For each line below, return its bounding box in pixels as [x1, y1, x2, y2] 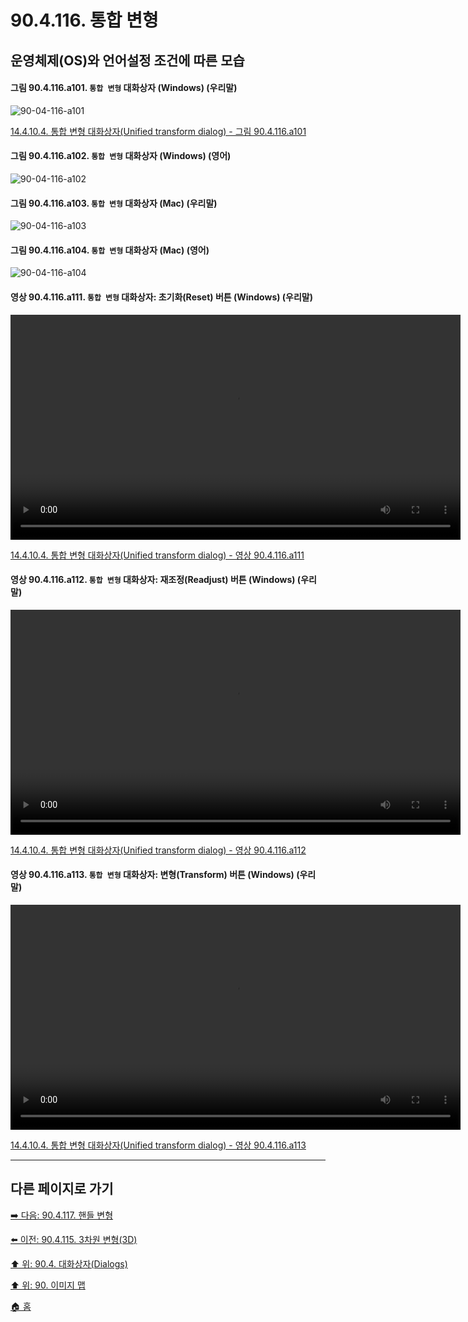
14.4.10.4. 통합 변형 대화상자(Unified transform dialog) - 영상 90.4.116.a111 [10, 549, 305, 561]
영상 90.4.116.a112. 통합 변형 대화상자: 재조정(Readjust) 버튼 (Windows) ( [10, 574, 302, 586]
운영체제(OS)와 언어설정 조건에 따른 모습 [10, 52, 245, 69]
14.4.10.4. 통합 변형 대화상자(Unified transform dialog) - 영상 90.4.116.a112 [10, 844, 307, 856]
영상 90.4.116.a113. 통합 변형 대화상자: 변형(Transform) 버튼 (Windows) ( [10, 869, 300, 881]
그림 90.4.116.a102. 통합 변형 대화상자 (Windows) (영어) [10, 150, 232, 162]
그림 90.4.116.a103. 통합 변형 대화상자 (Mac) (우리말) [10, 197, 218, 209]
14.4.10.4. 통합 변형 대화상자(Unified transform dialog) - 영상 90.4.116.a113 [10, 1139, 307, 1151]
